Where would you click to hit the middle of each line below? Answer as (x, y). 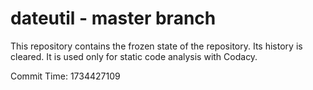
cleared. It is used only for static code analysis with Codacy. (134, 56)
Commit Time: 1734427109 (65, 76)
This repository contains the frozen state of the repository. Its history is (156, 46)
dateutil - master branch (113, 18)
